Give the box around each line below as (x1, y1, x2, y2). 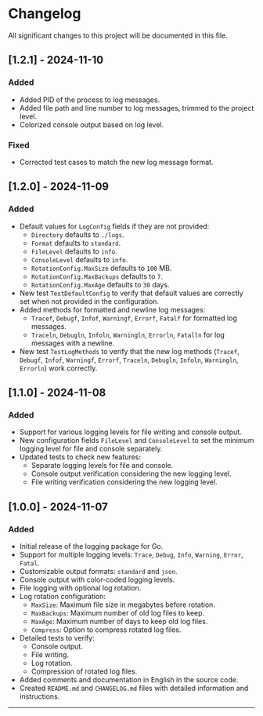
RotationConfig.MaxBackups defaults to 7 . (31, 272, 163, 281)
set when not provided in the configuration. (19, 296, 159, 306)
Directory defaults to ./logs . (31, 229, 124, 239)
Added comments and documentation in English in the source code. (19, 674, 239, 684)
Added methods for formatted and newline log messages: (19, 305, 206, 314)
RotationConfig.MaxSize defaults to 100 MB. (31, 263, 172, 272)
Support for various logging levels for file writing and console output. (19, 427, 243, 437)
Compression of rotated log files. (31, 667, 138, 676)
